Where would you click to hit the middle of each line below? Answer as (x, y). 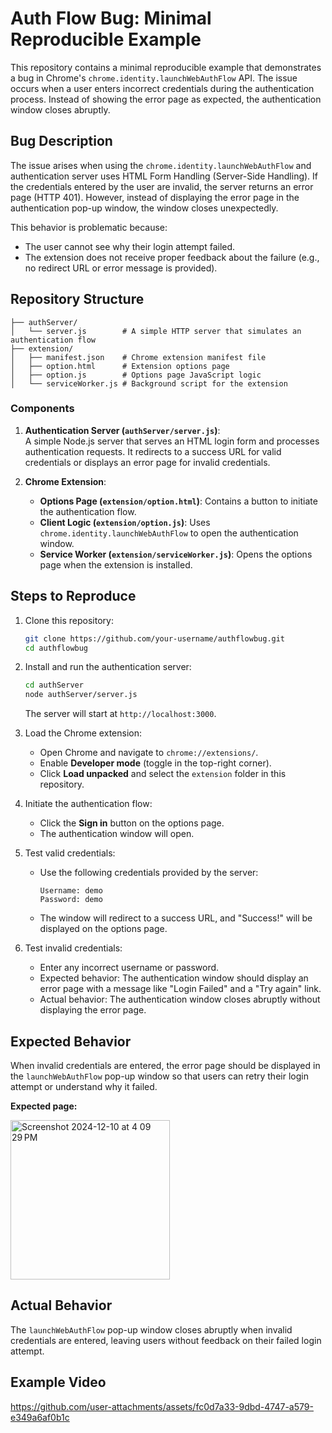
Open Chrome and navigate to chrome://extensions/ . (149, 753)
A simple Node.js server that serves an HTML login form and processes (172, 441)
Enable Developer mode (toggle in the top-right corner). (155, 763)
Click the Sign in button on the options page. (132, 823)
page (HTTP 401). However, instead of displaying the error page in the (155, 197)
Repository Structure (77, 299)
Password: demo (71, 900)
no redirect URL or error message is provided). (121, 268)
